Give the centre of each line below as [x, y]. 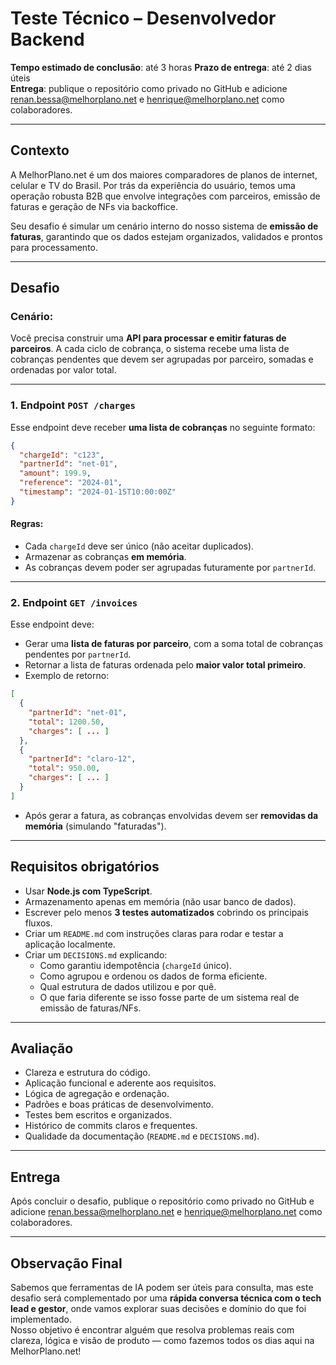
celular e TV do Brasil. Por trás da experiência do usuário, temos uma [153, 185]
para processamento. [54, 247]
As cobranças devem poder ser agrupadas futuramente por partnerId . [170, 568]
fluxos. [38, 923]
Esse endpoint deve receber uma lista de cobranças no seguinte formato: [163, 427]
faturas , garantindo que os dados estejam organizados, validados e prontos [166, 236]
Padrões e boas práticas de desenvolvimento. [119, 1104]
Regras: [27, 524]
